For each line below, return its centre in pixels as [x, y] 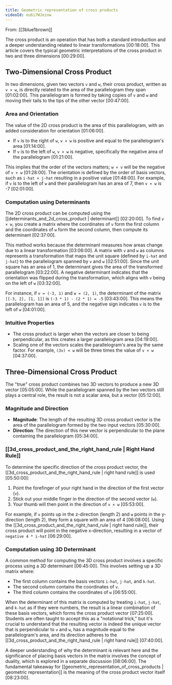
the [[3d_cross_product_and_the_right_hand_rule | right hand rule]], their [82, 525]
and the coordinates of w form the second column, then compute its [77, 230]
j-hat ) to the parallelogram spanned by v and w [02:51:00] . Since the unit [82, 261]
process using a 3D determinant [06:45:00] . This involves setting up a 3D [83, 566]
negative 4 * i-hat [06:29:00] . [39, 536]
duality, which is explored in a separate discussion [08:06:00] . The [76, 661]
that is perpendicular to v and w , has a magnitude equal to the [70, 629]
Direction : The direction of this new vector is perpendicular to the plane [89, 431]
